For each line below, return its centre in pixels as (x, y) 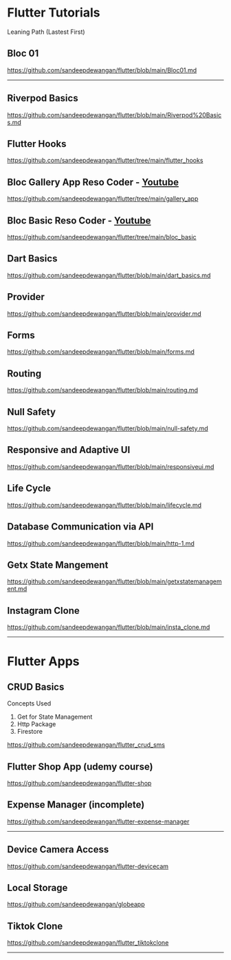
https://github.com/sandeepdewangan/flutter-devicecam (88, 866)
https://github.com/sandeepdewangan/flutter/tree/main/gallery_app (103, 199)
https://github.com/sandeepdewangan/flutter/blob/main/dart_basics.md (109, 275)
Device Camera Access (58, 850)
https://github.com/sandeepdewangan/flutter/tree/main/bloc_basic (102, 237)
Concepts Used (29, 703)
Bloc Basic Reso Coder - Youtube (79, 220)
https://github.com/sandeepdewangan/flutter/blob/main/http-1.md (101, 543)
